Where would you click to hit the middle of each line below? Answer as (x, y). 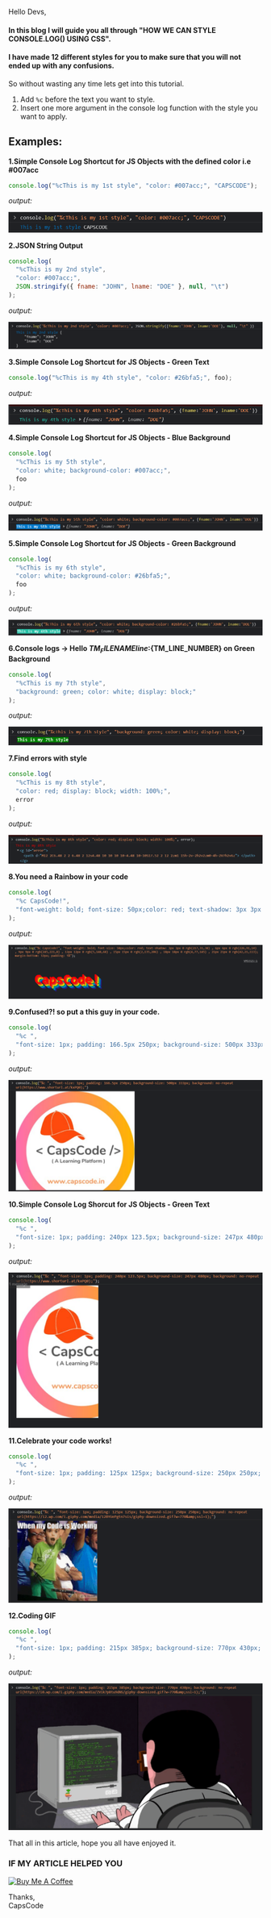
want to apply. (44, 116)
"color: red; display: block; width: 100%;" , (94, 791)
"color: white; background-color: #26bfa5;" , (94, 576)
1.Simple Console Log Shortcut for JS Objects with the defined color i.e (130, 161)
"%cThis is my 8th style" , (61, 783)
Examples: (35, 142)
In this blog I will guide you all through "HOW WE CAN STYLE (112, 30)
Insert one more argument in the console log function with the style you (139, 107)
